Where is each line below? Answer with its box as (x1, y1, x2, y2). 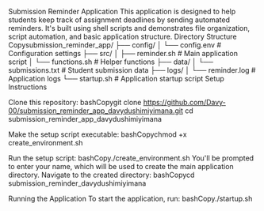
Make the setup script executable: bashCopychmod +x (8, 130, 188, 139)
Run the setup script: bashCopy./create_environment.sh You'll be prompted (8, 153, 254, 163)
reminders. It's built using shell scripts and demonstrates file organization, (8, 24, 251, 32)
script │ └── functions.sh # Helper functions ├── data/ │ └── (8, 57, 214, 66)
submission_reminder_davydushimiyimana (8, 179, 147, 188)
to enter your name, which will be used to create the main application (8, 162, 234, 171)
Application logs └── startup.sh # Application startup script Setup (8, 74, 224, 83)
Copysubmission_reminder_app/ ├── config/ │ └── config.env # (8, 40, 222, 50)
